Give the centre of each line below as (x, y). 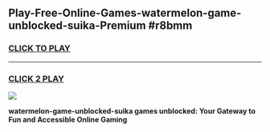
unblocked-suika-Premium (77, 26)
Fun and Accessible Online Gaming (68, 119)
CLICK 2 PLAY (36, 78)
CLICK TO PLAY (39, 49)
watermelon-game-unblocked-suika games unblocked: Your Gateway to (132, 110)
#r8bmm (170, 26)
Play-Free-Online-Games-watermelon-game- (125, 13)
